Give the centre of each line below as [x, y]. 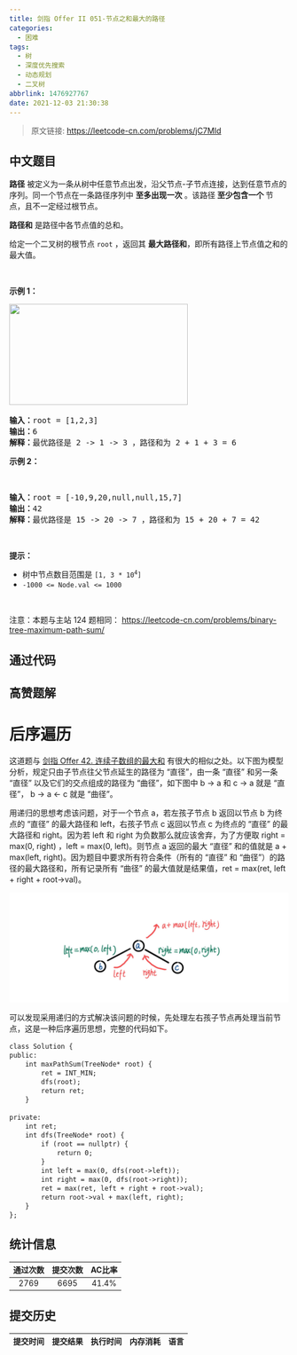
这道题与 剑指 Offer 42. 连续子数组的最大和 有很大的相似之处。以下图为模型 [146, 761]
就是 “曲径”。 [94, 794]
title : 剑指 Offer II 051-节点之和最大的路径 [87, 19]
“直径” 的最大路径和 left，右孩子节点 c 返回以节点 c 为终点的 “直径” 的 [153, 824]
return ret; [63, 1091]
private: [25, 1117]
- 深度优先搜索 [41, 66]
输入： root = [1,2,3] [54, 421]
